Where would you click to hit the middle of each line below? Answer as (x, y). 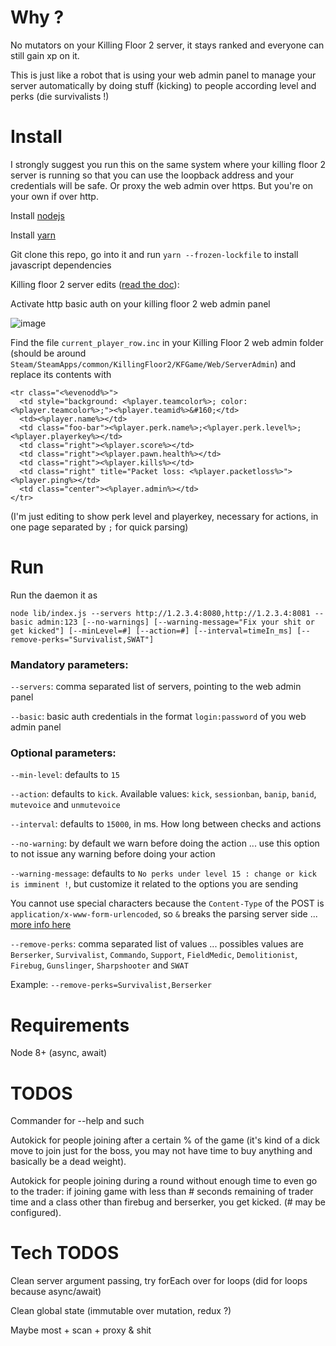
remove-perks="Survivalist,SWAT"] (82, 639)
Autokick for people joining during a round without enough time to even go (164, 1181)
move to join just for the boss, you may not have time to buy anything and (161, 1151)
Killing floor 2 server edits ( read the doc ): (95, 284)
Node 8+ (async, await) (59, 1053)
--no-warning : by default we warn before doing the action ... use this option (165, 843)
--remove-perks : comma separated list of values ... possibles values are (157, 944)
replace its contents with (61, 374)
